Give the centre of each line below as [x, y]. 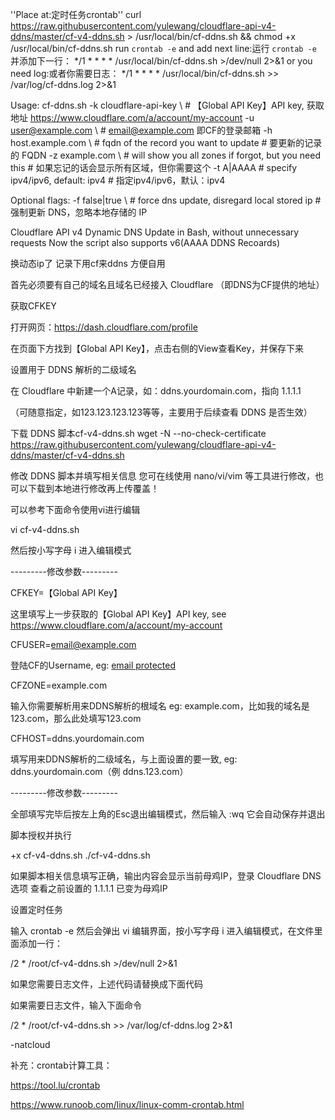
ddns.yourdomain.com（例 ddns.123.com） [99, 771]
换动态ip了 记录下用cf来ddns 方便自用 [88, 263]
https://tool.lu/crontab [55, 1085]
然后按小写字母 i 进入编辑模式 [71, 550]
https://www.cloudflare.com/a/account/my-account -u [142, 117]
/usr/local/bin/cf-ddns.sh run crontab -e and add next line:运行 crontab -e [163, 48]
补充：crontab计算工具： [61, 1065]
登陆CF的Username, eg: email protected [93, 665]
